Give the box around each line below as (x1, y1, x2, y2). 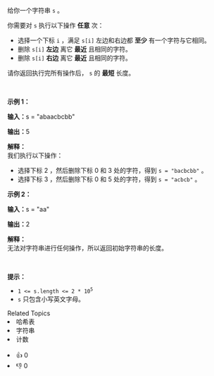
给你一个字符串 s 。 (7, 6, 64, 14)
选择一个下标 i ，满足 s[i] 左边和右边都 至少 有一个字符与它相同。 (17, 36, 211, 44)
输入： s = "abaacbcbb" (7, 112, 75, 121)
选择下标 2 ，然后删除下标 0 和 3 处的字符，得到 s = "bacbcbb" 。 (17, 166, 208, 174)
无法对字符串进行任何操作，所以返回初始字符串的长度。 (7, 244, 168, 252)
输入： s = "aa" (7, 205, 50, 213)
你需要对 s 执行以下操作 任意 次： (7, 21, 104, 30)
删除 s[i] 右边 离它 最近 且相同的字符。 (17, 54, 132, 62)
